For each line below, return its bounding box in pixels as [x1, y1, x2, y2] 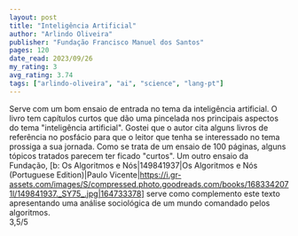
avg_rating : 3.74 [9, 71, 74, 80]
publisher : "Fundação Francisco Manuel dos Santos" [9, 37, 204, 47]
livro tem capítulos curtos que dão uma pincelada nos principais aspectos [9, 113, 279, 123]
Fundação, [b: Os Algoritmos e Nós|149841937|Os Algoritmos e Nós [9, 160, 258, 170]
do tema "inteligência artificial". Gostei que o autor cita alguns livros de [9, 122, 269, 133]
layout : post [9, 12, 58, 22]
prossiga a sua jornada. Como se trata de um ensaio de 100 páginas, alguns [9, 141, 286, 152]
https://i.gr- [139, 169, 182, 180]
